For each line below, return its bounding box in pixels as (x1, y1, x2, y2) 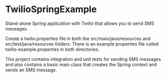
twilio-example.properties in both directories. (5, 46, 100, 52)
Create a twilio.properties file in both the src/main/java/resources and (5, 35, 151, 42)
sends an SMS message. (5, 67, 57, 73)
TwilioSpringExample (5, 4, 97, 15)
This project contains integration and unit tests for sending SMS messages (5, 56, 161, 62)
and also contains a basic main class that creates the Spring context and (5, 61, 157, 67)
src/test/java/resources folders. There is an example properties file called (5, 41, 159, 47)
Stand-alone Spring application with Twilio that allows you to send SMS (5, 20, 154, 26)
